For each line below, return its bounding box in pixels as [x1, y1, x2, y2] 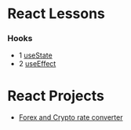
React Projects [7, 87, 105, 105]
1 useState [18, 50, 53, 60]
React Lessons [7, 5, 105, 23]
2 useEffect [18, 59, 56, 69]
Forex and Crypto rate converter [18, 113, 123, 122]
